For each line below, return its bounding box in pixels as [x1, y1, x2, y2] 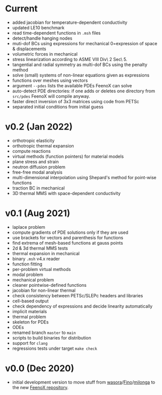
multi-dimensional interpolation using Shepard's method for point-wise [12, 174, 157, 180]
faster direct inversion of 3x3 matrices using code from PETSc [12, 98, 139, 104]
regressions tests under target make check [12, 345, 97, 351]
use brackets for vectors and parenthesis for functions [12, 234, 123, 241]
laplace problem [12, 224, 45, 230]
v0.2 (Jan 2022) [5, 121, 73, 132]
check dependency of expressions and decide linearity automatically [12, 303, 153, 309]
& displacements [12, 46, 46, 52]
